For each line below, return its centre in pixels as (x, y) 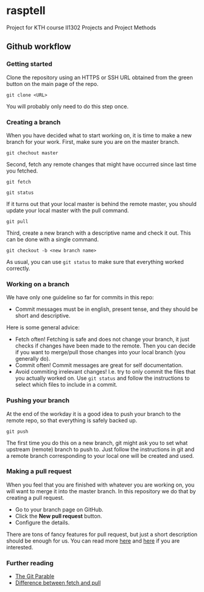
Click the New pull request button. (58, 516)
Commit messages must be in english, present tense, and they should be (106, 309)
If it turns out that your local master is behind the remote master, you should (101, 204)
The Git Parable (35, 576)
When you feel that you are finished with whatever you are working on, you (100, 485)
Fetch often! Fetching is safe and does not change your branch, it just (102, 340)
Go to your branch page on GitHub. (59, 509)
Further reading (30, 563)
